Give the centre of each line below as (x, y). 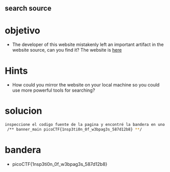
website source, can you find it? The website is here (67, 50)
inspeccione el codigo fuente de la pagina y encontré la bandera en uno (85, 125)
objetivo (22, 30)
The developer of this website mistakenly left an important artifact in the (88, 45)
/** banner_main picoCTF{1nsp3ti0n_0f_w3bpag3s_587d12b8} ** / (75, 130)
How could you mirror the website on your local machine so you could (86, 85)
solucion (23, 111)
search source (28, 8)
